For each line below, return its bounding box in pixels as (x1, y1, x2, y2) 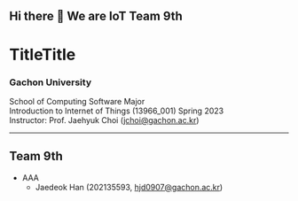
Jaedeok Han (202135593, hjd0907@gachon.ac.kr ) (35, 182, 223, 192)
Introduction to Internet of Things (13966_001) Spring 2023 (9, 105, 224, 116)
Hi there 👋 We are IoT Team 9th (9, 9, 184, 24)
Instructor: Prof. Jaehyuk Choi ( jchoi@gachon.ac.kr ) (9, 114, 200, 125)
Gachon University (9, 76, 91, 89)
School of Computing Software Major (9, 96, 145, 106)
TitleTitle (9, 44, 76, 65)
